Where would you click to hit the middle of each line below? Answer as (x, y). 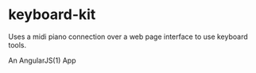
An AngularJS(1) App (43, 60)
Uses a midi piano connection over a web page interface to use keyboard (128, 36)
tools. (17, 44)
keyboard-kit (52, 15)
